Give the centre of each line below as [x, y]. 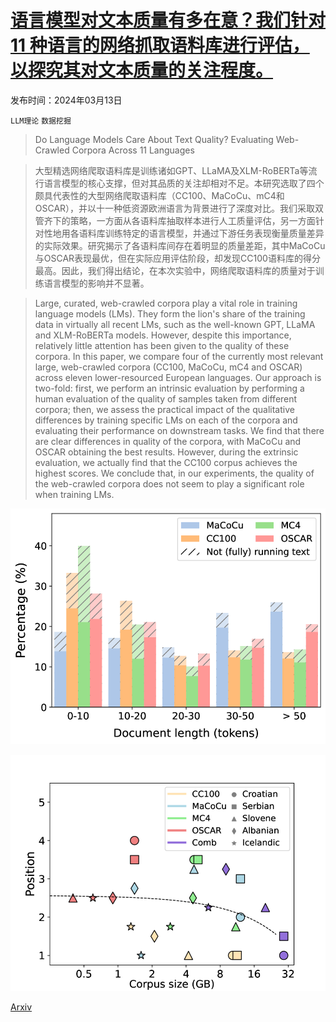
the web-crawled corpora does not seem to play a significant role [169, 483]
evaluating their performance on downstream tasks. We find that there [179, 430]
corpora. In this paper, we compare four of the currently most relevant [179, 356]
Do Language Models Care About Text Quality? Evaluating [154, 139]
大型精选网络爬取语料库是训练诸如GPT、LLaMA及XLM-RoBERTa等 [171, 170]
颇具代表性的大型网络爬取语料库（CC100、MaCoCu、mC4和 [159, 195]
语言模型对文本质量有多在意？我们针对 [168, 20]
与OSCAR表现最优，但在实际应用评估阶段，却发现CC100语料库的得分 [177, 258]
